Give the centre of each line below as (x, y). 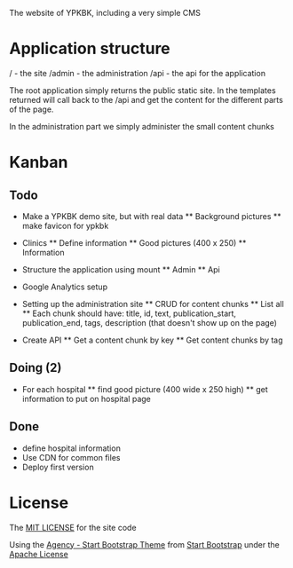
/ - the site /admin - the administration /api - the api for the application (138, 73)
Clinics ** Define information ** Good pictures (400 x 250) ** (134, 242)
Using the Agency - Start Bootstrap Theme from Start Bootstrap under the (144, 544)
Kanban (39, 162)
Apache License (39, 554)
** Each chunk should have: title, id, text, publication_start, (129, 313)
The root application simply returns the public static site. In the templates (143, 90)
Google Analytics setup (65, 287)
